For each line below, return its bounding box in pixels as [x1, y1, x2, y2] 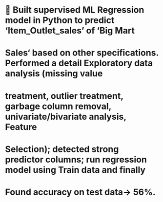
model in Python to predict [5, 15, 115, 26]
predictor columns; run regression [5, 154, 147, 165]
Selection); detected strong [5, 144, 119, 155]
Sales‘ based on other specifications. [5, 47, 159, 58]
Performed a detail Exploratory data [5, 58, 153, 69]
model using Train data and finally [5, 164, 145, 175]
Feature [5, 121, 37, 132]
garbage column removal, [5, 101, 111, 111]
